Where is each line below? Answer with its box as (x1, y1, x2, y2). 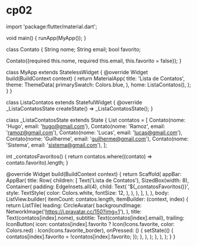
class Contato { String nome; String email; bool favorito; (6, 45, 141, 53)
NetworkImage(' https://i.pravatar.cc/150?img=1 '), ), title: (6, 208, 142, 215)
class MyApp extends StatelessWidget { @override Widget (6, 68, 148, 75)
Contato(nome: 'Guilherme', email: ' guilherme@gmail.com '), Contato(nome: (6, 135, 189, 142)
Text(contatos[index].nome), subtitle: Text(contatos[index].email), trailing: (6, 214, 185, 221)
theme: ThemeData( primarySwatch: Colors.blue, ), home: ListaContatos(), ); (6, 81, 191, 88)
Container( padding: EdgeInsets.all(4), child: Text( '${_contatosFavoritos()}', (6, 183, 190, 190)
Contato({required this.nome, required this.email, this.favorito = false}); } (6, 57, 182, 64)
